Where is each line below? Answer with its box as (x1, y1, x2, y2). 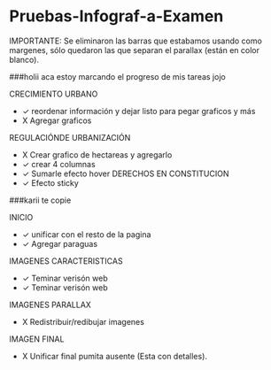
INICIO (9, 212, 34, 222)
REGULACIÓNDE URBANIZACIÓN (9, 132, 131, 143)
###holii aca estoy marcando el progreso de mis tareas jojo (9, 71, 226, 81)
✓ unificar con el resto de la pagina (21, 228, 151, 240)
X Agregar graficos (21, 115, 92, 126)
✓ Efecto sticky (21, 177, 80, 188)
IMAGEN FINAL (9, 334, 65, 344)
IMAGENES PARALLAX (9, 299, 91, 310)
